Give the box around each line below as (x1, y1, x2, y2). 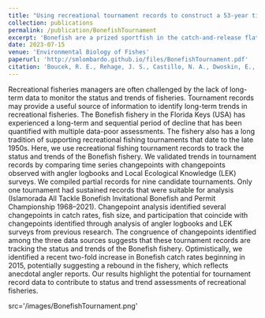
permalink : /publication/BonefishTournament (8, 26, 157, 34)
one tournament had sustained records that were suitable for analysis (8, 185, 234, 194)
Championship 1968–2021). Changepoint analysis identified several (8, 202, 226, 211)
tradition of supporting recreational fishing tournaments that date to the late (8, 135, 254, 144)
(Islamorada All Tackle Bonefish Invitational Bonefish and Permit (8, 193, 216, 203)
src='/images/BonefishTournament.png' (8, 301, 138, 310)
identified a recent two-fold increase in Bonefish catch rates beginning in (8, 252, 246, 261)
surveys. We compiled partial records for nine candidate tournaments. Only (8, 177, 252, 186)
